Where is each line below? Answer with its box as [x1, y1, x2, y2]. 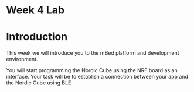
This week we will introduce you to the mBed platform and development [6, 49, 180, 56]
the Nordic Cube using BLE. [6, 79, 73, 86]
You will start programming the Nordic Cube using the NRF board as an [6, 67, 178, 74]
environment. [6, 56, 38, 63]
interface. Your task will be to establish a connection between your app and [6, 73, 189, 80]
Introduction [6, 30, 68, 44]
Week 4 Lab [6, 3, 65, 17]
